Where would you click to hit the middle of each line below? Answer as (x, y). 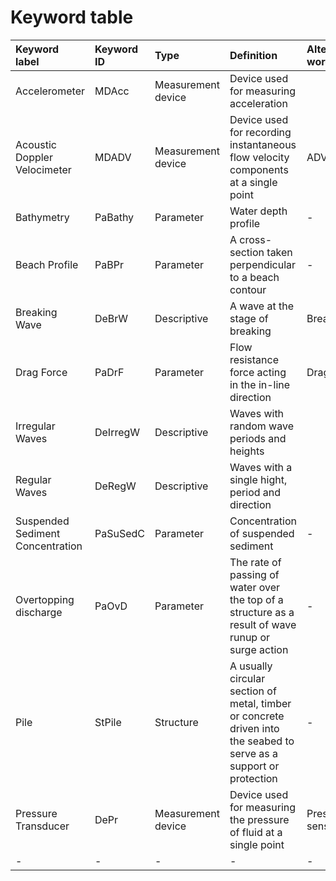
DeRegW (115, 486)
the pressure (259, 819)
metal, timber (260, 703)
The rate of (255, 562)
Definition (253, 55)
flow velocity (259, 157)
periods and (258, 438)
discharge (39, 612)
